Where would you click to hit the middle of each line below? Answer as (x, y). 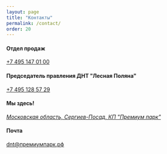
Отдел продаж (26, 48)
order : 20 (19, 29)
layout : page (23, 12)
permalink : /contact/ (34, 23)
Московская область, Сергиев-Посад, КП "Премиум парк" (83, 117)
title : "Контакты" (29, 18)
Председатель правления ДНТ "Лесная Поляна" (71, 76)
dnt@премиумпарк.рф (35, 144)
